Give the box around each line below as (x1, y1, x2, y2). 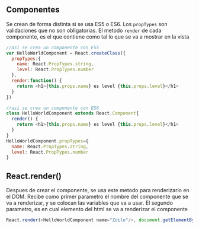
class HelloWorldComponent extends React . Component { (6, 110, 139, 116)
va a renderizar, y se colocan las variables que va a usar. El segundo (6, 199, 174, 206)
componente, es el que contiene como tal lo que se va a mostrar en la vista (6, 33, 190, 40)
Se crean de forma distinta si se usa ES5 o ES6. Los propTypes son (6, 20, 168, 27)
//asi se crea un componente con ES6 (6, 105, 99, 111)
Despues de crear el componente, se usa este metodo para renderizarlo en (6, 187, 190, 194)
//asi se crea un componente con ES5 (6, 44, 99, 50)
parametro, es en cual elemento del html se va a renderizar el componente (6, 206, 188, 213)
